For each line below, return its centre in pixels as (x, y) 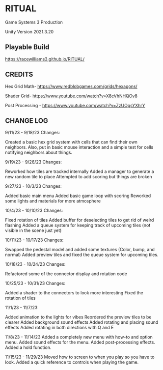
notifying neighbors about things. (39, 152)
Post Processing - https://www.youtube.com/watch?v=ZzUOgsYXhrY (75, 105)
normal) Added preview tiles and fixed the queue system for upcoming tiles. (82, 255)
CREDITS (19, 74)
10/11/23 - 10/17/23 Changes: (34, 240)
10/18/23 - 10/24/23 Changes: (35, 264)
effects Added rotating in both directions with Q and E (59, 328)
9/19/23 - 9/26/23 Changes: (34, 162)
